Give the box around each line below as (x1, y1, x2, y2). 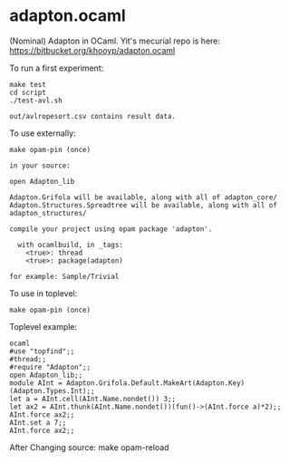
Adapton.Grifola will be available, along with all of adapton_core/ (9, 192, 278, 202)
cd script (9, 88, 47, 97)
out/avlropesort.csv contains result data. (9, 111, 177, 120)
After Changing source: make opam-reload (9, 441, 169, 453)
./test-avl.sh (9, 96, 63, 105)
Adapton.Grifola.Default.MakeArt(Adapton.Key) (66, 378, 246, 388)
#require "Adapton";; (9, 362, 92, 371)
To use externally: (9, 128, 76, 139)
